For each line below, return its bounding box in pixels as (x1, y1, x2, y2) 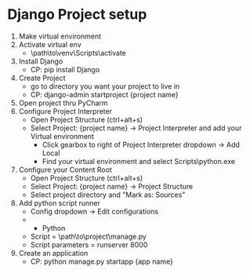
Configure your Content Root (18, 165, 113, 174)
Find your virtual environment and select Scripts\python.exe (42, 156, 236, 166)
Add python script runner (18, 198, 101, 207)
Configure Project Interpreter (18, 106, 113, 115)
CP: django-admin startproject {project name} (30, 90, 179, 99)
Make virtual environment (18, 31, 102, 41)
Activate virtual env (18, 39, 82, 49)
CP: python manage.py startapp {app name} (30, 257, 173, 266)
